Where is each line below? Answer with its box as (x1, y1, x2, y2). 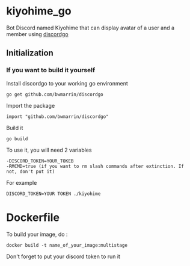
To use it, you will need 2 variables (6, 146, 92, 153)
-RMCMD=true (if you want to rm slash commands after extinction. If (6, 163, 185, 169)
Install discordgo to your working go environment (6, 79, 128, 87)
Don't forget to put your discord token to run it (6, 253, 120, 260)
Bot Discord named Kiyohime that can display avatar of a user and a (6, 24, 175, 31)
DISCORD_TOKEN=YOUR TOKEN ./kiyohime (6, 191, 101, 197)
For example (6, 179, 37, 186)
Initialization (6, 48, 54, 58)
